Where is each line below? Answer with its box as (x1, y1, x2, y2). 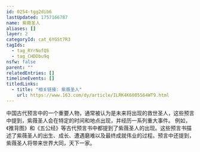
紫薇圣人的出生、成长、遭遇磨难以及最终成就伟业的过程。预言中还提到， (16, 132, 195, 139)
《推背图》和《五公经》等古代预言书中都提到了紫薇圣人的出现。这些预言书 (6, 124, 187, 132)
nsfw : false (6, 59, 36, 65)
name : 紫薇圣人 (6, 20, 41, 26)
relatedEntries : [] (6, 70, 55, 76)
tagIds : (6, 42, 26, 48)
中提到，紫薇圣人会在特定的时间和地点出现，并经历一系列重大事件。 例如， (6, 117, 191, 124)
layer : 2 (6, 31, 28, 37)
